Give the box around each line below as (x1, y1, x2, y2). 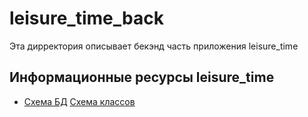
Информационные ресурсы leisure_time (9, 69, 275, 86)
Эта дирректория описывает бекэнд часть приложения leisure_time (9, 40, 299, 52)
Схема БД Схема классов (23, 95, 136, 107)
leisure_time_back (9, 7, 164, 30)
